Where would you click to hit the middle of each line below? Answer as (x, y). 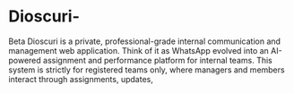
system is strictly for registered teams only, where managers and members (147, 70)
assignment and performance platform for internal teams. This (157, 60)
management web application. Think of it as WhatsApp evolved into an (139, 50)
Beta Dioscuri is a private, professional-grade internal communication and (145, 41)
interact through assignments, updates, (81, 79)
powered (25, 60)
